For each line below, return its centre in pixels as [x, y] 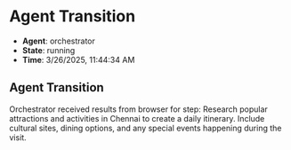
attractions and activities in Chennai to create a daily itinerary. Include [137, 118]
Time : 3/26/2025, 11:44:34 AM [78, 59]
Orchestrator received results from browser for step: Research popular [139, 109]
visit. [18, 137]
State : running [48, 50]
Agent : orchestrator [59, 41]
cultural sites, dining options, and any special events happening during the [145, 128]
